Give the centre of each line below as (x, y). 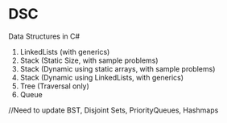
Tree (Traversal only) (55, 86)
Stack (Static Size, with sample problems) (89, 60)
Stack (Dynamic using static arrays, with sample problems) (118, 68)
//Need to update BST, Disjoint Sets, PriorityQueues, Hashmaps (113, 110)
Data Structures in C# (44, 36)
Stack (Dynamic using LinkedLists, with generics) (101, 77)
